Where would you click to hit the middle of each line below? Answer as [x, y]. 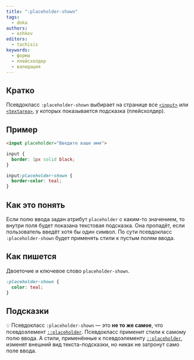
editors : [17, 39]
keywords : [18, 50]
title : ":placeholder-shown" [42, 12]
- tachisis [25, 45]
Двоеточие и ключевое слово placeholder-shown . [68, 271]
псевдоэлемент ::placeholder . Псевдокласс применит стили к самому [96, 332]
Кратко [20, 90]
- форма [21, 56]
